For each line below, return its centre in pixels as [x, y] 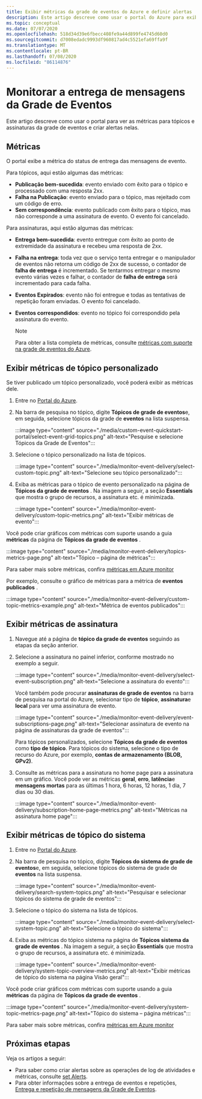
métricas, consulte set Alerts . [51, 1076]
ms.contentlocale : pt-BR [37, 51]
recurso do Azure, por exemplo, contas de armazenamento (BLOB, [98, 754]
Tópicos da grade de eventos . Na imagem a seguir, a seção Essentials [104, 491]
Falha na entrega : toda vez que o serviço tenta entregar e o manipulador [105, 258]
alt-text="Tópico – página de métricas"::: [105, 558]
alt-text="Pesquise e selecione [145, 437]
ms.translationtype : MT [36, 46]
